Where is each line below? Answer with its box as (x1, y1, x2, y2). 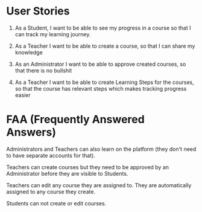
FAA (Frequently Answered (6, 113, 145, 126)
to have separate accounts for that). (6, 152, 95, 159)
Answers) (6, 126, 56, 140)
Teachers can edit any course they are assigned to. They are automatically (6, 181, 192, 188)
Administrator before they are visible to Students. (6, 170, 128, 177)
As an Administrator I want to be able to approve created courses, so (14, 60, 186, 68)
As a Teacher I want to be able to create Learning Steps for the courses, (14, 79, 194, 86)
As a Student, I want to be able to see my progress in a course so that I (14, 24, 191, 31)
